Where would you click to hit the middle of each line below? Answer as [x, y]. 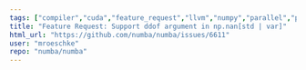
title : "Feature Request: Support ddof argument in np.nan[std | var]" [148, 26]
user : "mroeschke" [44, 43]
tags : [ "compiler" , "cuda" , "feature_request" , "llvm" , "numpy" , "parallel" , [150, 18]
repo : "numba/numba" [49, 52]
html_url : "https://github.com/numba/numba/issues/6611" [120, 35]
